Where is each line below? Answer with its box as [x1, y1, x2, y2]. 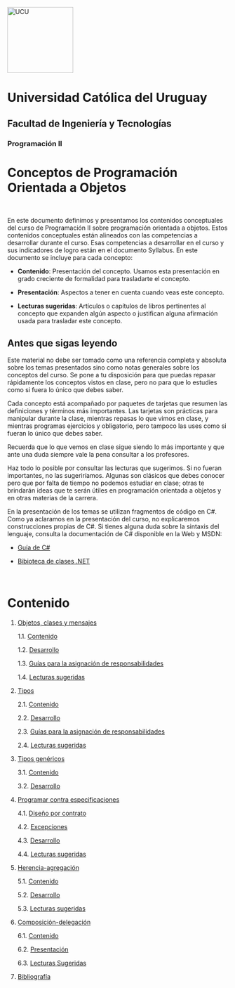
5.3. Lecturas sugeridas [17, 904, 86, 913]
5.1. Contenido [17, 877, 59, 885]
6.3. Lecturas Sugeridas [17, 959, 86, 968]
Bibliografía [17, 973, 51, 981]
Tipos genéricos [17, 755, 65, 763]
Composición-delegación [17, 918, 91, 927]
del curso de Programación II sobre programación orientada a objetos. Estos [7, 223, 228, 232]
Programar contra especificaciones [17, 795, 120, 804]
